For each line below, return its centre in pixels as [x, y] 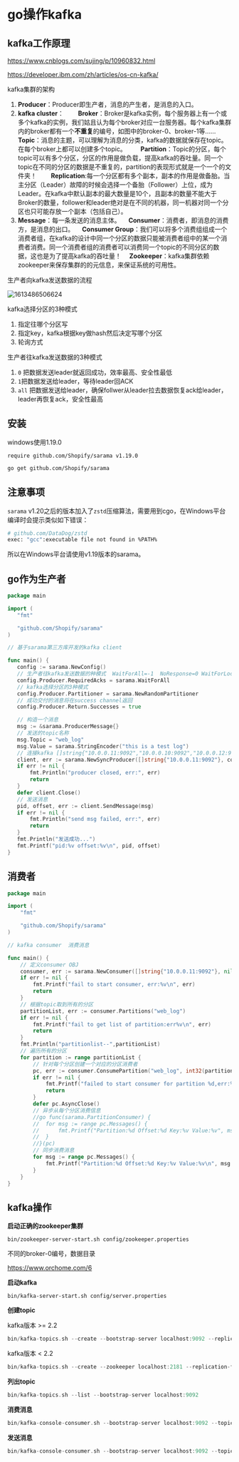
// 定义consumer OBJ [49, 965]
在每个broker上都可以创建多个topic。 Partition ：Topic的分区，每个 [122, 149]
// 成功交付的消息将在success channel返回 [75, 700]
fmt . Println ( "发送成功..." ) [56, 839]
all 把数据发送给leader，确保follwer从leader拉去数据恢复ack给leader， [122, 390]
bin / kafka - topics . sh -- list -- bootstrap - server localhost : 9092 [103, 1395]
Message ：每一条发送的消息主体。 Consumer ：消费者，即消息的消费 [123, 220]
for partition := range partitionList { [81, 1057]
